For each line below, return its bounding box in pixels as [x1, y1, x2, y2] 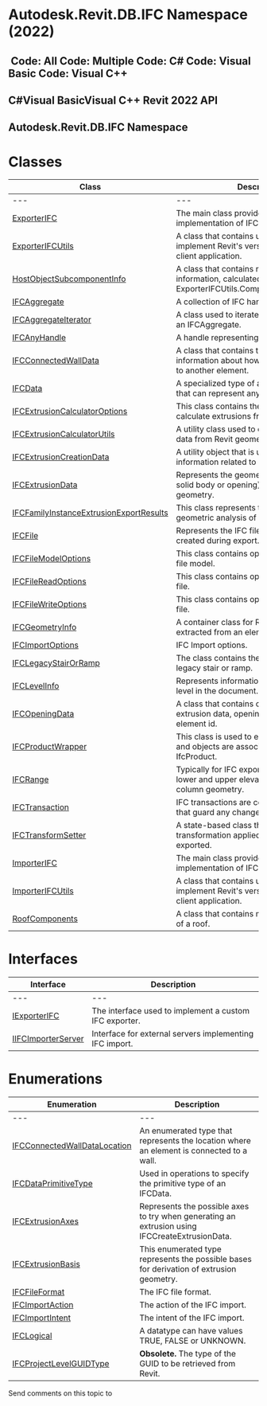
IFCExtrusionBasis [12, 1259, 81, 1270]
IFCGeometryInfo [12, 622, 77, 633]
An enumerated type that [138, 1125, 233, 1136]
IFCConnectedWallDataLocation [12, 1140, 132, 1151]
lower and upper [176, 774, 238, 785]
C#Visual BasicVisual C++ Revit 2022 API [8, 93, 219, 107]
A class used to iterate [176, 309, 260, 320]
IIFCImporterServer [12, 1033, 85, 1045]
